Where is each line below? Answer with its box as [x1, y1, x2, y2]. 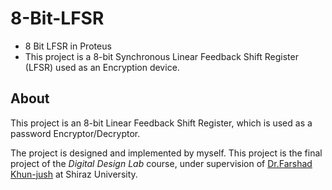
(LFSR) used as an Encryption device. [24, 61, 180, 73]
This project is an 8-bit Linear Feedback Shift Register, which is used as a [10, 117, 313, 129]
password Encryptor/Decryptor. [10, 127, 141, 139]
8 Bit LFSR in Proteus [24, 40, 112, 52]
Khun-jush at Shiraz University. [10, 168, 138, 180]
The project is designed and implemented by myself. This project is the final [10, 147, 323, 159]
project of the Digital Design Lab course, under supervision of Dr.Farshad [10, 157, 313, 169]
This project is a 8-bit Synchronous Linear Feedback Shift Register [24, 50, 299, 62]
